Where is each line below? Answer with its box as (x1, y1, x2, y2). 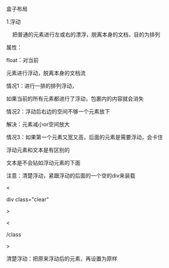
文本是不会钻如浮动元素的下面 (6, 159, 80, 166)
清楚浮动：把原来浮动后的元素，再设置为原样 (6, 255, 118, 262)
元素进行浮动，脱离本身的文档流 (6, 69, 86, 77)
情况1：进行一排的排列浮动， (6, 82, 77, 89)
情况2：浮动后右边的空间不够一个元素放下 (6, 108, 110, 115)
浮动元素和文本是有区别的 (6, 147, 70, 153)
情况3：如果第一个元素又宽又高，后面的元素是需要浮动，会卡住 (6, 133, 163, 141)
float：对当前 (6, 57, 39, 63)
